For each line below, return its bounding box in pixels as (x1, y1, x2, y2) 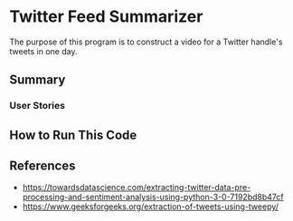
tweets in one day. (9, 45, 78, 56)
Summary (9, 72, 66, 88)
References (9, 159, 76, 174)
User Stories (9, 100, 66, 112)
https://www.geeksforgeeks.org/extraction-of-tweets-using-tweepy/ (22, 201, 279, 212)
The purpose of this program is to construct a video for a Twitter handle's (9, 36, 283, 47)
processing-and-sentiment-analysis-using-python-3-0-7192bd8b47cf (22, 192, 284, 203)
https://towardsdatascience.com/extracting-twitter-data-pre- (22, 182, 251, 193)
